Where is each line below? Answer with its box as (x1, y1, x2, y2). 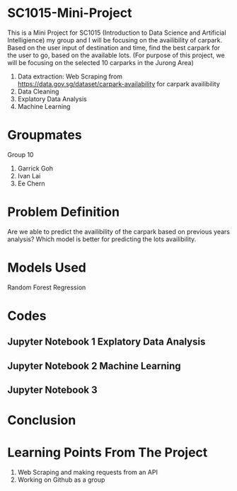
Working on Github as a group (17, 475, 105, 484)
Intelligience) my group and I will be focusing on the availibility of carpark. (7, 35, 223, 44)
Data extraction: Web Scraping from (17, 72, 122, 81)
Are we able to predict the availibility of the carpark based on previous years (7, 227, 230, 236)
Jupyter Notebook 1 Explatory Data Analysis (7, 336, 206, 348)
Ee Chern (17, 179, 45, 187)
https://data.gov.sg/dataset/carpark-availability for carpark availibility (17, 79, 221, 88)
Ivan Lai (17, 171, 41, 180)
